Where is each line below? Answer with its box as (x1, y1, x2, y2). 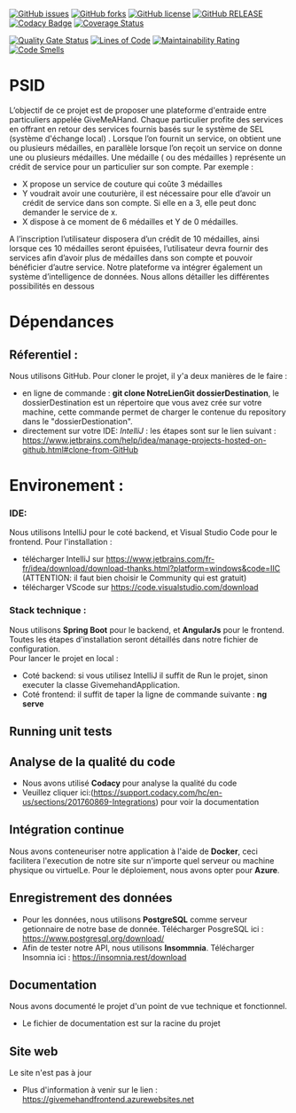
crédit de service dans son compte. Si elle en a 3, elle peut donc (21, 197, 257, 208)
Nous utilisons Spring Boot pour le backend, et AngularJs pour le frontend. (9, 624, 285, 635)
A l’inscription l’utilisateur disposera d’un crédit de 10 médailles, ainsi (9, 233, 260, 244)
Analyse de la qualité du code (9, 754, 175, 770)
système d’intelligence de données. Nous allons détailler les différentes (9, 271, 270, 281)
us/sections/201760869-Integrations (21, 796, 157, 807)
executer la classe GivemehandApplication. (21, 679, 180, 690)
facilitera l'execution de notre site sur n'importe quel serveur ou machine (9, 855, 275, 865)
